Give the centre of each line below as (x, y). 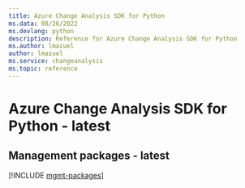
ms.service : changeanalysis (56, 62)
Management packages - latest (89, 156)
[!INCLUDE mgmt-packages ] (56, 175)
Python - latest (60, 126)
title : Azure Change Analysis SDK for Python (86, 16)
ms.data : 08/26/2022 (43, 23)
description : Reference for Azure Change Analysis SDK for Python (123, 38)
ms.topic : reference (43, 69)
